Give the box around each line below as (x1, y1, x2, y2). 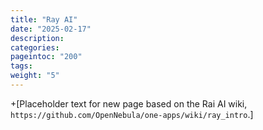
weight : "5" (10, 71, 60, 81)
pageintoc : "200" (10, 52, 83, 62)
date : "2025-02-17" (10, 24, 92, 34)
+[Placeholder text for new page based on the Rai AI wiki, (10, 97, 248, 110)
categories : (10, 42, 60, 53)
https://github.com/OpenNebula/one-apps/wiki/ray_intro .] (10, 108, 254, 120)
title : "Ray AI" (10, 14, 78, 25)
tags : (10, 61, 33, 71)
